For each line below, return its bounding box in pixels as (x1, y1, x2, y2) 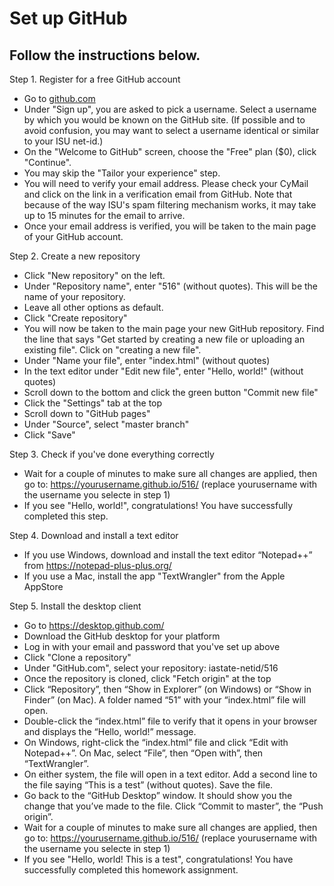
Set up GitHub (9, 7, 128, 30)
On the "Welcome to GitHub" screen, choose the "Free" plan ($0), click (23, 146, 317, 157)
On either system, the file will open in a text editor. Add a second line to (23, 768, 318, 780)
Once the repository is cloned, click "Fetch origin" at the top (23, 673, 272, 684)
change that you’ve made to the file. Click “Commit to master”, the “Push (23, 800, 324, 812)
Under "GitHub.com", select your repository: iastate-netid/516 (23, 662, 279, 674)
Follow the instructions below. (9, 47, 201, 64)
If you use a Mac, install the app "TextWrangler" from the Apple (23, 570, 286, 582)
